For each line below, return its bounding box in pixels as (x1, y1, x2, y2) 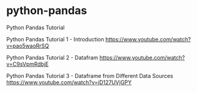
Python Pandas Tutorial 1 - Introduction (6, 35, 104, 43)
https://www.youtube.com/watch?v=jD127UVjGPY (6, 79, 132, 86)
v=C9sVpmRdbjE (6, 60, 49, 68)
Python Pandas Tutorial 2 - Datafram (6, 54, 99, 61)
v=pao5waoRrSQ (6, 42, 49, 49)
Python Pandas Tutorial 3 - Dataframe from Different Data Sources (6, 72, 174, 79)
